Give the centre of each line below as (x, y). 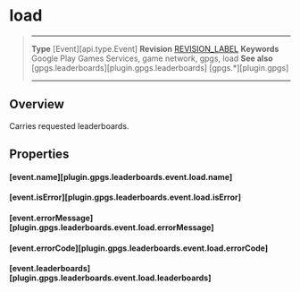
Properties (39, 155)
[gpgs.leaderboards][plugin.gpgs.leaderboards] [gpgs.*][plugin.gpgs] (160, 67)
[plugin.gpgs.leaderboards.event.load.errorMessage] (112, 227)
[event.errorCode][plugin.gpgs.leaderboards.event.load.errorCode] (139, 248)
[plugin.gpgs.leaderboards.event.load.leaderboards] (110, 278)
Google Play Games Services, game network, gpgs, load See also (152, 58)
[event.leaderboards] (50, 269)
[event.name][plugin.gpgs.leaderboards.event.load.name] (121, 176)
